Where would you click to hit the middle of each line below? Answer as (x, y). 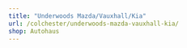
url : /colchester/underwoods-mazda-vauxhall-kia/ (94, 24)
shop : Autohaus (34, 31)
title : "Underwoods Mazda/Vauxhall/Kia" (78, 16)
